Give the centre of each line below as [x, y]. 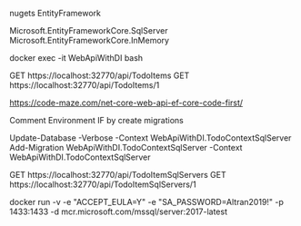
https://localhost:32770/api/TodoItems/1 [85, 85]
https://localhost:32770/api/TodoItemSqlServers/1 [103, 184]
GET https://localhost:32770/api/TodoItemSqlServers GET [118, 175]
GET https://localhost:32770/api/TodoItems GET [100, 75]
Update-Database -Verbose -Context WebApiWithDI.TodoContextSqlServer [150, 138]
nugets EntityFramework [55, 13]
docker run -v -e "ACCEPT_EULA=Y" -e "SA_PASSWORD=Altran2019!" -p [147, 202]
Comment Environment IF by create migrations [96, 120]
